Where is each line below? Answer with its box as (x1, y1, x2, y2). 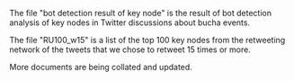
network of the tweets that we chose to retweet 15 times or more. (9, 44, 252, 55)
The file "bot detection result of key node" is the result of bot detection (9, 8, 272, 18)
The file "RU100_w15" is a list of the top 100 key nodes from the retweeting (9, 35, 286, 45)
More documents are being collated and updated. (9, 62, 193, 72)
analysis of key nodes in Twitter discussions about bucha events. (9, 17, 250, 28)
